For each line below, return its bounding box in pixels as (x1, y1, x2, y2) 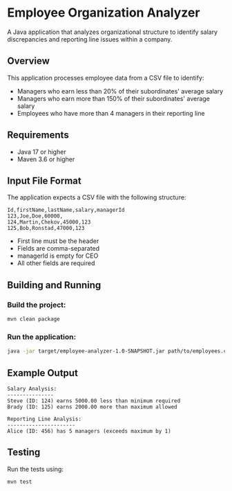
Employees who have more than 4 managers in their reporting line (17, 109, 205, 117)
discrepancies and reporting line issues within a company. (7, 35, 173, 43)
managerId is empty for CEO (17, 251, 99, 260)
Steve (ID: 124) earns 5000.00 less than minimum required (7, 397, 181, 404)
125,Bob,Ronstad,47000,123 (7, 225, 85, 232)
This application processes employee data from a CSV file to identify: (7, 73, 204, 82)
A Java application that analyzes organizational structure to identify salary (7, 28, 218, 36)
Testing (7, 447, 41, 458)
